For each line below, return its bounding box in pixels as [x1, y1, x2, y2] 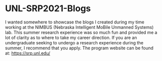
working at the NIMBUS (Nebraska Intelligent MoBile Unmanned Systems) [5, 24, 154, 30]
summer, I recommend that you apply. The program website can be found [5, 45, 154, 51]
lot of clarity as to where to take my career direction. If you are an [5, 35, 137, 41]
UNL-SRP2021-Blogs [5, 3, 91, 14]
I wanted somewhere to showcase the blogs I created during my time [5, 19, 144, 25]
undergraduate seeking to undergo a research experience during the [5, 40, 143, 45]
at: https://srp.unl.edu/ [5, 50, 50, 56]
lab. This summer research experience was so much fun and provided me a [5, 29, 158, 35]
